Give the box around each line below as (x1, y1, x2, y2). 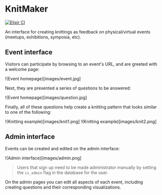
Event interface (5, 48, 52, 56)
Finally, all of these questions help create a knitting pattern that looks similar (5, 104, 157, 110)
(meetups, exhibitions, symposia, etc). (5, 34, 81, 40)
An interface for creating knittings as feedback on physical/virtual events (5, 29, 150, 35)
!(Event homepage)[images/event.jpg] (5, 75, 81, 81)
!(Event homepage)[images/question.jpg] (5, 94, 87, 100)
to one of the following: (5, 109, 51, 115)
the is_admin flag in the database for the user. (16, 169, 109, 176)
